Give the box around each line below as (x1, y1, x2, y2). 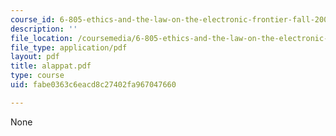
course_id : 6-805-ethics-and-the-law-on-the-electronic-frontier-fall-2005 (10, 14, 333, 25)
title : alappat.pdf (10, 61, 92, 71)
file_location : (10, 33, 74, 43)
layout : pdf (10, 52, 60, 62)
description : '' (10, 24, 78, 34)
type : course (10, 71, 65, 81)
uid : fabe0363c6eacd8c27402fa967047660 (10, 80, 177, 90)
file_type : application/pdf (10, 42, 128, 53)
